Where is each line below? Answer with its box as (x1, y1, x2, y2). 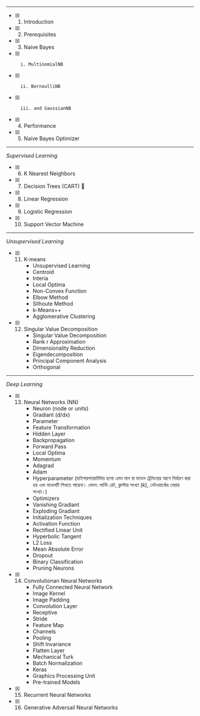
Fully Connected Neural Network (32, 584, 113, 591)
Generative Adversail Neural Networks (23, 704, 118, 711)
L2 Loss (32, 539, 52, 546)
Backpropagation (32, 437, 75, 443)
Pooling (32, 634, 52, 641)
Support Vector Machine (23, 221, 85, 227)
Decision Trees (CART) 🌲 (23, 183, 85, 190)
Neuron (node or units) (32, 405, 89, 412)
